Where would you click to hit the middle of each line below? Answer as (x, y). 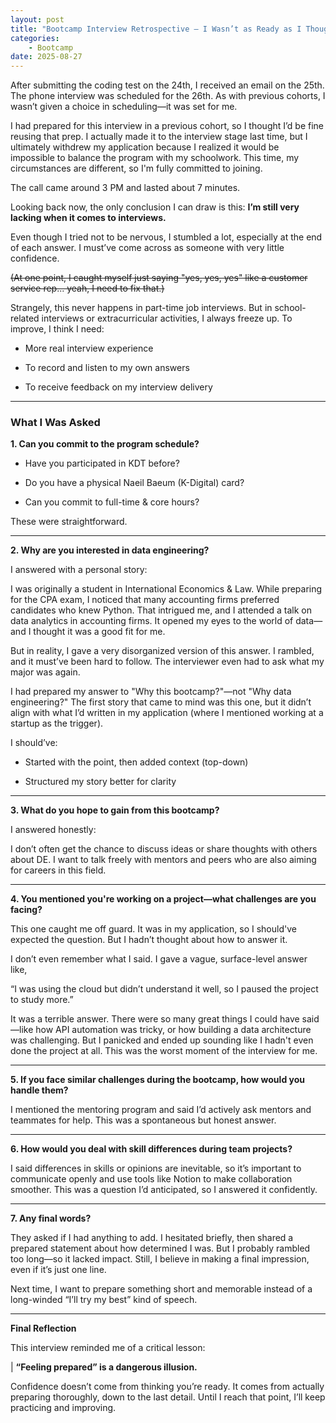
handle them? (39, 1090)
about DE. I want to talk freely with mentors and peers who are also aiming (163, 860)
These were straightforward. (69, 522)
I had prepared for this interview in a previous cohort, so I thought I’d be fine (167, 126)
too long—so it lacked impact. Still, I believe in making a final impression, (160, 1259)
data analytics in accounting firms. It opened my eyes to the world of (152, 621)
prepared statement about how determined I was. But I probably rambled (160, 1248)
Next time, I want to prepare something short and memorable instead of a (161, 1289)
